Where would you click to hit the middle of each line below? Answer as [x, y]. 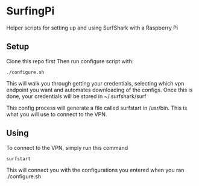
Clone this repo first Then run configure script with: [70, 61]
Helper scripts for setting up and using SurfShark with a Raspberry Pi [92, 28]
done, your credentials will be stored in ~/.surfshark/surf [76, 96]
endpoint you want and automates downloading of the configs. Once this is [99, 90]
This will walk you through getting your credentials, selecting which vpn [95, 83]
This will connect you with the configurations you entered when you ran [95, 170]
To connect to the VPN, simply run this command [67, 147]
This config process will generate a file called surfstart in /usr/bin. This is [97, 108]
